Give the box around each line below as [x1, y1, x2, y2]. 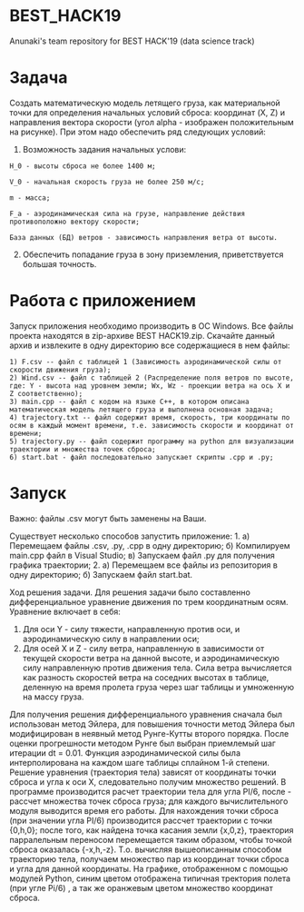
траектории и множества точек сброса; [9, 444, 156, 454]
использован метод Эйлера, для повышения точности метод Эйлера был [9, 719, 295, 729]
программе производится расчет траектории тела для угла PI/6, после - [9, 786, 292, 797]
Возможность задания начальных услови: [22, 144, 187, 154]
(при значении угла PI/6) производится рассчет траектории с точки [9, 815, 273, 826]
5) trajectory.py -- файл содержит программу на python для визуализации [9, 437, 295, 446]
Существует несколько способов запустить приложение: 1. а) [9, 530, 250, 541]
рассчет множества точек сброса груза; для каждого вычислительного [9, 796, 289, 807]
